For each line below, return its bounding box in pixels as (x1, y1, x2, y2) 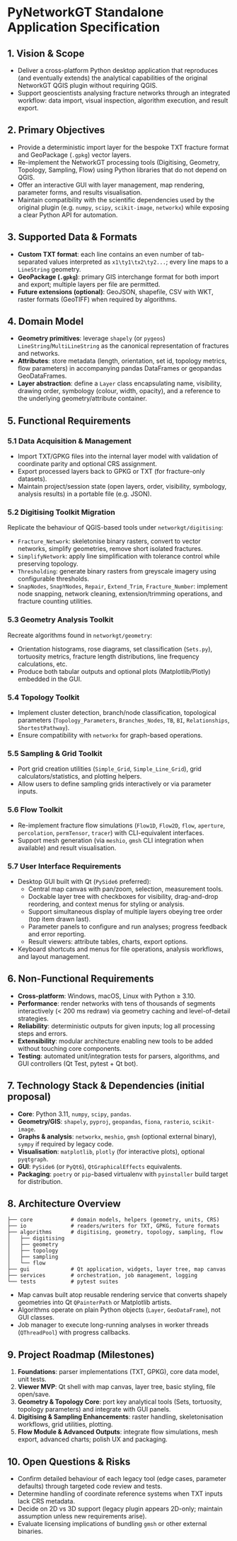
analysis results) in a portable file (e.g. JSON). (17, 489, 152, 499)
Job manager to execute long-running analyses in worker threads (17, 1320, 209, 1330)
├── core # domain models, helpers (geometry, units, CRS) (7, 1216, 220, 1223)
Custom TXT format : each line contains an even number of (17, 250, 191, 258)
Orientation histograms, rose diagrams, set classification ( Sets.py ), (17, 644, 213, 653)
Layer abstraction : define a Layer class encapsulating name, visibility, (17, 379, 222, 388)
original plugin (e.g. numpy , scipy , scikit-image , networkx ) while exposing (17, 203, 230, 211)
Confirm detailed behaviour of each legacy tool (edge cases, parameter (17, 1474, 226, 1482)
